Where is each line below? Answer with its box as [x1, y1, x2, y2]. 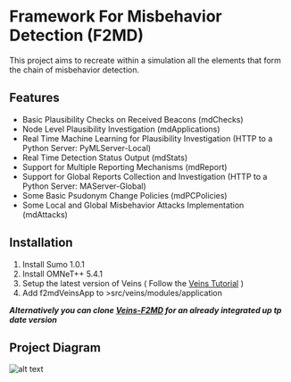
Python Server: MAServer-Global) [21, 181, 147, 191]
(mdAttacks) [21, 208, 69, 220]
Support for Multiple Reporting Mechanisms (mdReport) [21, 161, 228, 172]
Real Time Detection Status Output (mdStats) [21, 152, 188, 163]
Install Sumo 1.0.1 [21, 259, 85, 269]
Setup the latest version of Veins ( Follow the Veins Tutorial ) [21, 277, 244, 288]
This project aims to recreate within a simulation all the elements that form [9, 55, 281, 65]
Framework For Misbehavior [9, 6, 222, 27]
